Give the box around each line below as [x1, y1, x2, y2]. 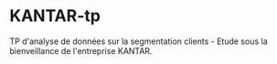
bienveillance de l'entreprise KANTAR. [9, 45, 153, 56]
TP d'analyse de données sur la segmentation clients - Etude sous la [9, 36, 268, 47]
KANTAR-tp [9, 5, 101, 27]
